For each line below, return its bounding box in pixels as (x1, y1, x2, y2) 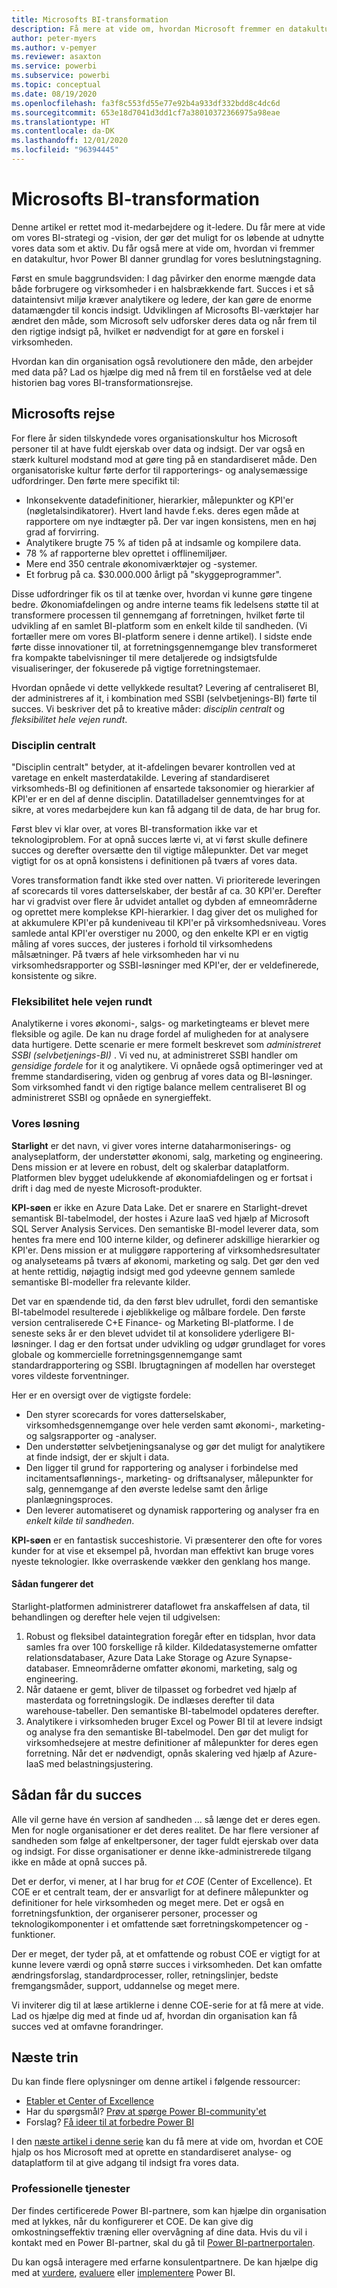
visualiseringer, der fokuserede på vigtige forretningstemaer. (11, 662, 261, 674)
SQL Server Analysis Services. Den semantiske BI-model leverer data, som (11, 1222, 319, 1235)
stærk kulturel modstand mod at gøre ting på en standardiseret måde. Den (11, 453, 318, 465)
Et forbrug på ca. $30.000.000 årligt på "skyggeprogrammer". (25, 568, 282, 580)
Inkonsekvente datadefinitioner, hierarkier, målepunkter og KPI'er (25, 494, 294, 506)
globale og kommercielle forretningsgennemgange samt (11, 1348, 243, 1360)
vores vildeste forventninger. (11, 1369, 130, 1381)
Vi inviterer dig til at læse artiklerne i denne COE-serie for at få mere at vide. (11, 1999, 324, 2011)
